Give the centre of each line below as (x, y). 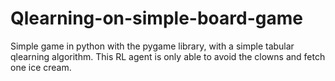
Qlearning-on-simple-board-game (156, 18)
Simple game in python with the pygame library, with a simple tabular (152, 46)
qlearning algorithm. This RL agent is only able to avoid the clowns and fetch (168, 56)
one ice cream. (41, 67)
